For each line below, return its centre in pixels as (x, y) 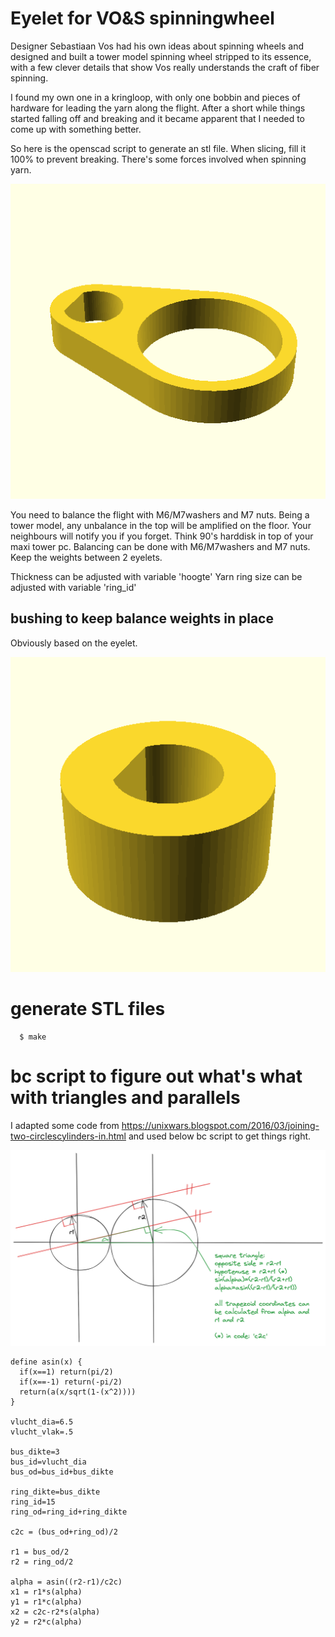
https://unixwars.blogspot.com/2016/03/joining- (220, 1125)
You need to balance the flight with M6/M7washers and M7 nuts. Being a (160, 514)
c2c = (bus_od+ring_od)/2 (64, 1532)
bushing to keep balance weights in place (142, 618)
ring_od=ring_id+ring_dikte (69, 1512)
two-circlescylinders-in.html (68, 1136)
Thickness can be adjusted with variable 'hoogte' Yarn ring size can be (156, 576)
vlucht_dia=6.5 (42, 1422)
